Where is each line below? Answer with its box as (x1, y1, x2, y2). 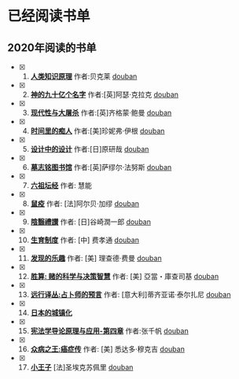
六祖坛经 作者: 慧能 (30, 181, 92, 189)
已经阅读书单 (7, 7, 91, 25)
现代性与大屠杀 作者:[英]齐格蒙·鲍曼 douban (30, 108, 172, 117)
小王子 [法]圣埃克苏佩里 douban (30, 362, 134, 372)
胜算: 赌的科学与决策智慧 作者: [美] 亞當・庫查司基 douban (30, 272, 219, 281)
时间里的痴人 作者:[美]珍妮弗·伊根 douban (30, 127, 165, 135)
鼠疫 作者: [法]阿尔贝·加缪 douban (30, 199, 139, 208)
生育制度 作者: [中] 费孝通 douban (30, 235, 139, 245)
